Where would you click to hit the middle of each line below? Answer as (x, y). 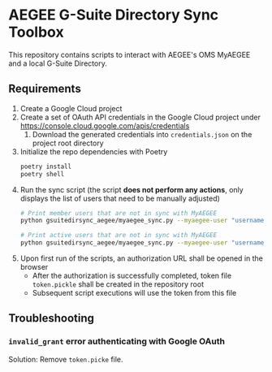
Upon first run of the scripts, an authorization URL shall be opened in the (142, 258)
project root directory (68, 143)
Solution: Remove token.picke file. (66, 359)
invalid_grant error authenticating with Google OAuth (117, 341)
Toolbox (36, 32)
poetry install (46, 167)
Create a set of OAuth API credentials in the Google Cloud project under (140, 117)
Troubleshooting (52, 318)
